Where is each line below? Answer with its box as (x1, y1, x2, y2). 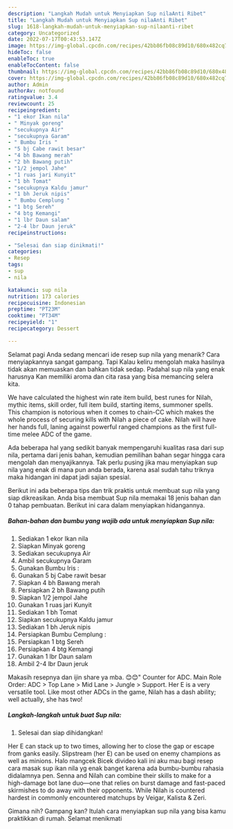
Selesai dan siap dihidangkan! (17, 728, 103, 737)
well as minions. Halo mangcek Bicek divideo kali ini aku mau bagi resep (8, 756, 214, 765)
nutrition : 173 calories (8, 293, 80, 300)
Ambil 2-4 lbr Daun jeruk (17, 659, 88, 667)
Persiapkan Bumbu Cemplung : (17, 630, 106, 638)
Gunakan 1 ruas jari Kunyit (17, 600, 92, 609)
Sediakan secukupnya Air (17, 549, 91, 557)
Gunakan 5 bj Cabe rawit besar (17, 571, 106, 579)
